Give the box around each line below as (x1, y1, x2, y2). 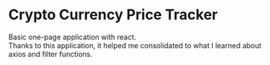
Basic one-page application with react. (8, 32, 137, 42)
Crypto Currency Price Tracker (8, 6, 219, 24)
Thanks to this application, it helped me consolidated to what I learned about (8, 40, 262, 50)
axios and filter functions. (8, 49, 93, 59)
